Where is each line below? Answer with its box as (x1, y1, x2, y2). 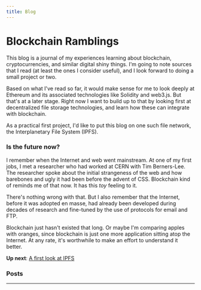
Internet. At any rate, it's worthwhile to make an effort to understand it (6, 236, 178, 243)
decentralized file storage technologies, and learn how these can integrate (6, 104, 190, 111)
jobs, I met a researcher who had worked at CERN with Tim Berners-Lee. (6, 162, 185, 170)
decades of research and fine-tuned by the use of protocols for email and (6, 206, 188, 213)
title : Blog (6, 8, 36, 15)
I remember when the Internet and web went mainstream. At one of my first (6, 156, 192, 163)
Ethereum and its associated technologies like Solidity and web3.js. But (6, 91, 181, 98)
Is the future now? (6, 143, 60, 151)
